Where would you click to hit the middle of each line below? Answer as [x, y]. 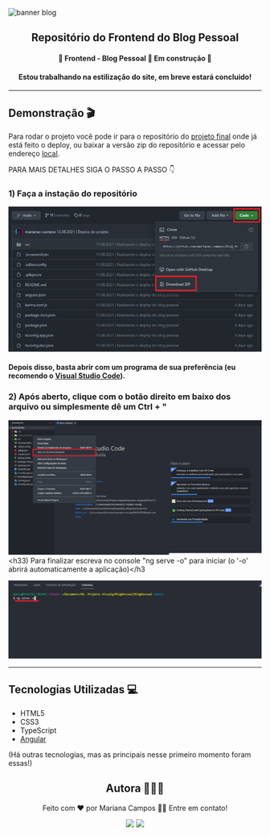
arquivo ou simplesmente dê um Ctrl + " [88, 407]
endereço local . [34, 154]
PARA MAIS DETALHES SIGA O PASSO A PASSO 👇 [92, 170]
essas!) [20, 763]
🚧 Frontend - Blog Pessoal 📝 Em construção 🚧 [135, 58]
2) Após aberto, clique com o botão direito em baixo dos [120, 397]
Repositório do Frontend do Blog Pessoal [135, 37]
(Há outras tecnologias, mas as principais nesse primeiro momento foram [130, 755]
